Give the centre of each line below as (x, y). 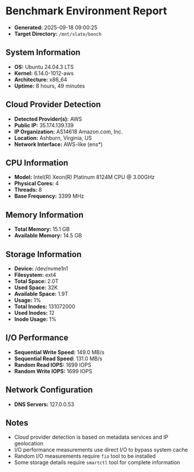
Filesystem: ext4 (35, 275)
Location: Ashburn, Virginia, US (53, 137)
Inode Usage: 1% (35, 319)
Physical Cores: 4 (36, 183)
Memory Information (44, 215)
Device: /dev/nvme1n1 (41, 268)
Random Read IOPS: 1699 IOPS (53, 365)
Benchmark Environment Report (86, 11)
